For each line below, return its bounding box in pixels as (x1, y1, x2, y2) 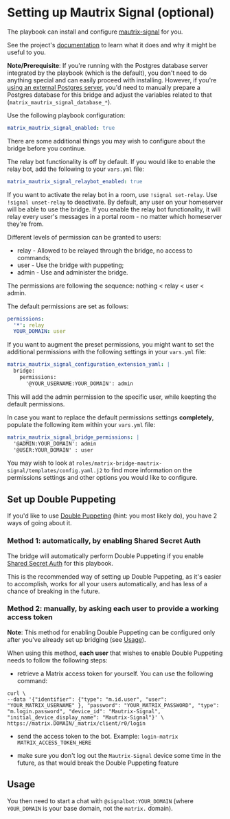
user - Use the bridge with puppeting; (16, 261, 124, 269)
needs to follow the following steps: (7, 656, 108, 664)
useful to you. (7, 48, 46, 56)
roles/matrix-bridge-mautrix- (76, 460, 163, 468)
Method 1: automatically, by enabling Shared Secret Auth (7, 536, 201, 546)
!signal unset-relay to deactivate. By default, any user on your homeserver (7, 198, 223, 206)
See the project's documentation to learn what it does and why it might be (7, 41, 217, 49)
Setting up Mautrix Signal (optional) (7, 5, 215, 21)
